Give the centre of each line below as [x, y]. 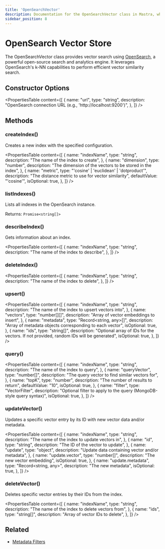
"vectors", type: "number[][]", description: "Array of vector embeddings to [80, 315]
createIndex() [22, 134]
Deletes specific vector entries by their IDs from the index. [64, 494]
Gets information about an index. [38, 237]
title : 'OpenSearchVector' [33, 10]
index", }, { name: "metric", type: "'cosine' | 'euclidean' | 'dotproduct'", [76, 170]
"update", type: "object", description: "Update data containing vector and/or [82, 450]
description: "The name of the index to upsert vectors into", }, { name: [76, 310]
